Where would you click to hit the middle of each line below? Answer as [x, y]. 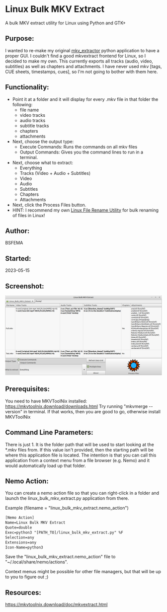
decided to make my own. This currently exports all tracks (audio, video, [79, 61]
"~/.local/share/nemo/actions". [37, 562]
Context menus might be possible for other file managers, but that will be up [83, 572]
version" [14, 411]
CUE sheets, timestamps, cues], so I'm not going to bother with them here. [82, 72]
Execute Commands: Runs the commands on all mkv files [79, 147]
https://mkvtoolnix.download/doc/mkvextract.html [56, 605]
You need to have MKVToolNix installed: [46, 401]
